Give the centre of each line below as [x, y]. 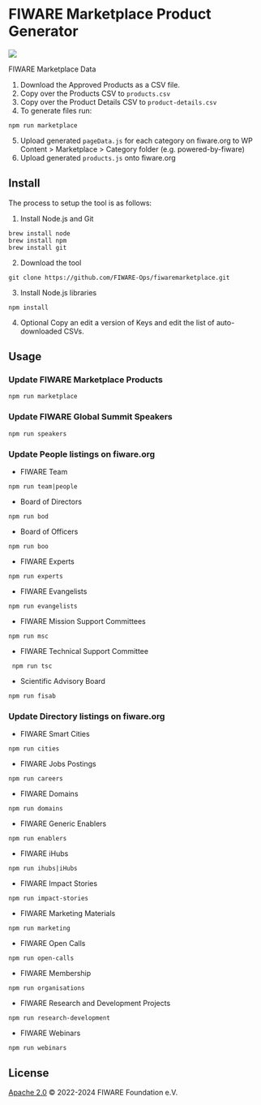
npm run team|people [43, 487]
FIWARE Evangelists [53, 591]
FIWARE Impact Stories [59, 884]
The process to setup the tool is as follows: [80, 203]
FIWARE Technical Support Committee [84, 651]
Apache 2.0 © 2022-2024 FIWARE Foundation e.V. [93, 1093]
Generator [43, 31]
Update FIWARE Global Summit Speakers [90, 417]
